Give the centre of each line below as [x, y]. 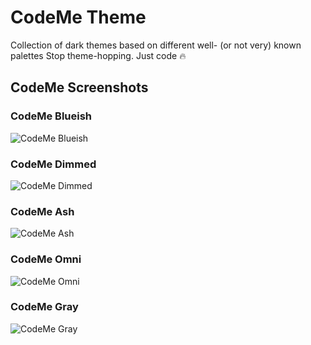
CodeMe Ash [42, 211]
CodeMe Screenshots [79, 87]
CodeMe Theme [78, 17]
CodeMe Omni [46, 259]
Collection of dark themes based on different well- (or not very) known [156, 45]
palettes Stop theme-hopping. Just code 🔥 [98, 55]
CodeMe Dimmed [53, 164]
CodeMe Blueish [51, 116]
